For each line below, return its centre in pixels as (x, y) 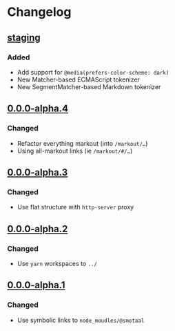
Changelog (39, 12)
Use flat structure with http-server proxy (75, 207)
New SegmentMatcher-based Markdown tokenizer (89, 86)
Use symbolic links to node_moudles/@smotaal (81, 320)
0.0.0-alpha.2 (38, 229)
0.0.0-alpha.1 (36, 285)
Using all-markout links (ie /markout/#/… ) (75, 151)
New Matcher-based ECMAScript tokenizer (78, 79)
